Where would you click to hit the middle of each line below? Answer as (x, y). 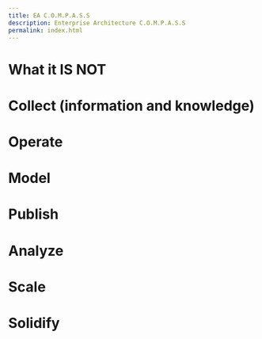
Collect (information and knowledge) (131, 106)
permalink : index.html (46, 30)
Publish (34, 214)
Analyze (36, 251)
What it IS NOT (57, 69)
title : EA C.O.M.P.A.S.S (49, 15)
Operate (36, 141)
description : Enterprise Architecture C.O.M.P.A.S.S (97, 23)
